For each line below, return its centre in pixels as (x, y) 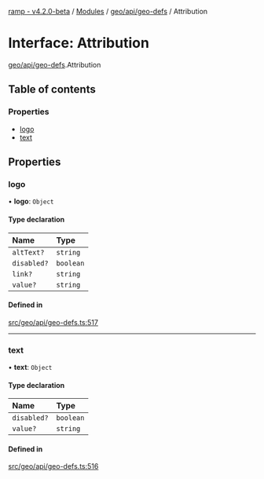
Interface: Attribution (79, 43)
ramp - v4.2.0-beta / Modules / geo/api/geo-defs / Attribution (108, 11)
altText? (28, 252)
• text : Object (30, 367)
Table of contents (52, 90)
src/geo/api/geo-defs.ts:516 (53, 466)
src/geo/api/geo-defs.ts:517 (53, 322)
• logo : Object (31, 201)
